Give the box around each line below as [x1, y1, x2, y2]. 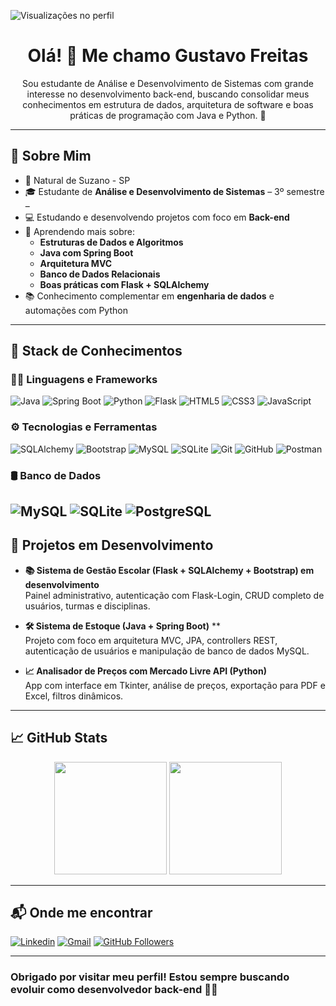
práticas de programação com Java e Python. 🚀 [69, 109, 267, 121]
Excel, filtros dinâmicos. [24, 690, 124, 702]
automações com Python [24, 304, 128, 316]
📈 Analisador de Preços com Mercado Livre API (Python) [24, 665, 267, 677]
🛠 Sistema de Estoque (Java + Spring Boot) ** [24, 620, 221, 632]
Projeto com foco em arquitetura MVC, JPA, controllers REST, [24, 634, 278, 646]
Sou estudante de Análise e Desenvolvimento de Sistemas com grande [22, 77, 314, 89]
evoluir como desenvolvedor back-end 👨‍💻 [10, 983, 218, 997]
